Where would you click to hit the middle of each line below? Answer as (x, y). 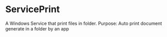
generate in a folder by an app (37, 28)
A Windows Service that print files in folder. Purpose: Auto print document (84, 23)
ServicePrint (33, 9)
